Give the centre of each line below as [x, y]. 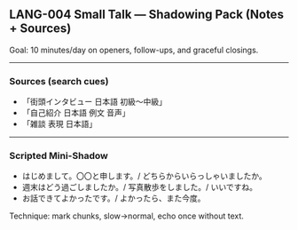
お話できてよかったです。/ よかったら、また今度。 [114, 198]
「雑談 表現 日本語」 [59, 124]
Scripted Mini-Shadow [59, 156]
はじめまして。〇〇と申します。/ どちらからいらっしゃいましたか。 [145, 176]
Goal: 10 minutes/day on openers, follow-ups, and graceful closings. [134, 50]
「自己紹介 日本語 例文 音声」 [76, 113]
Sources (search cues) [59, 81]
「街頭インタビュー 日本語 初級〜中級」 [94, 102]
